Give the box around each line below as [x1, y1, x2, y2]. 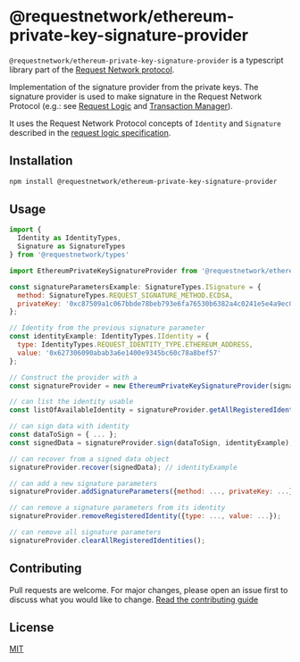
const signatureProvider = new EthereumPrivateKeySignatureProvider [9, 381, 270, 390]
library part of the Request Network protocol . [9, 64, 175, 75]
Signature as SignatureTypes [17, 242, 126, 251]
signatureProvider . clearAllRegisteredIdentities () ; [9, 536, 205, 545]
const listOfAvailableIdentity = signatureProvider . [9, 406, 210, 415]
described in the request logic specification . [9, 127, 171, 138]
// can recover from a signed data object [9, 454, 170, 464]
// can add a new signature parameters [9, 479, 158, 488]
